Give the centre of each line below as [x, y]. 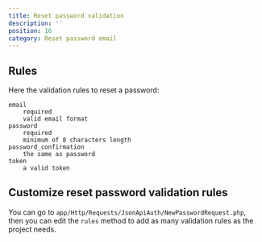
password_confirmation [46, 147]
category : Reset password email [62, 38]
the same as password [59, 154]
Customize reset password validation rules [118, 193]
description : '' [35, 23]
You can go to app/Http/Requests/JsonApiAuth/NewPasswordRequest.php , [127, 212]
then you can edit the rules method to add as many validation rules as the [131, 220]
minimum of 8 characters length [77, 140]
